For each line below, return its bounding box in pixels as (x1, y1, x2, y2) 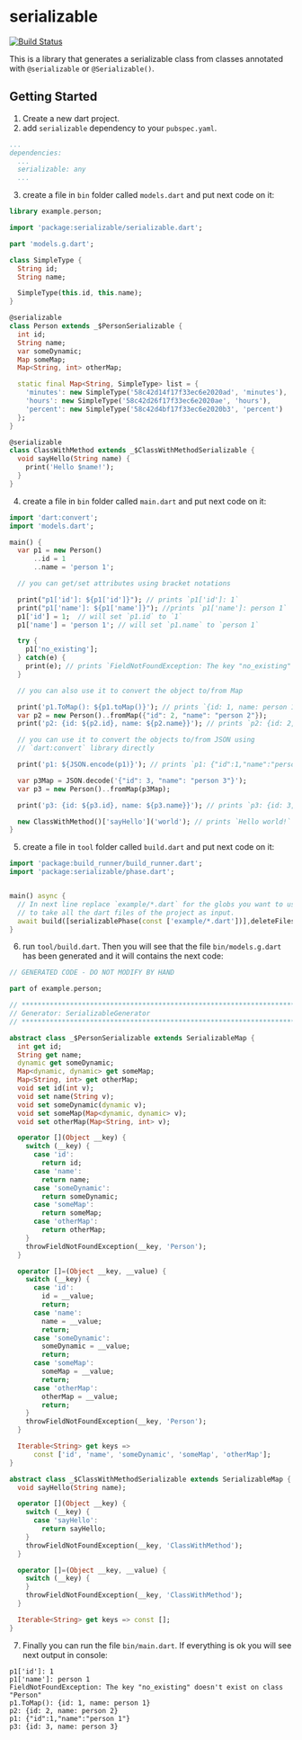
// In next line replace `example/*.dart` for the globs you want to (17, 899, 283, 909)
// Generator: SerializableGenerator (9, 1009, 151, 1018)
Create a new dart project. (22, 112, 120, 123)
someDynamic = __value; (41, 1342, 130, 1351)
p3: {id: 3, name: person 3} (9, 1722, 119, 1731)
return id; (41, 1158, 83, 1167)
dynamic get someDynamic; (17, 1058, 115, 1067)
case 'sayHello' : (32, 1516, 99, 1525)
